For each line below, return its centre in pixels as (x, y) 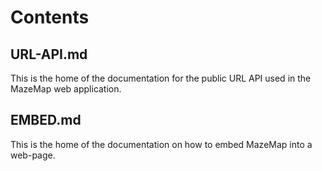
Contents (50, 17)
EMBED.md (46, 120)
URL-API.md (49, 54)
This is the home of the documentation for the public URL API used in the (161, 78)
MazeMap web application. (66, 89)
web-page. (33, 155)
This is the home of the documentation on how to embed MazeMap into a (161, 144)
